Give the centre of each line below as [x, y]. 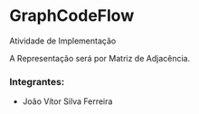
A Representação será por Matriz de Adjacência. [100, 58]
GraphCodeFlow [72, 16]
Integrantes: [37, 81]
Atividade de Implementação [63, 41]
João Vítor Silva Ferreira [67, 101]
